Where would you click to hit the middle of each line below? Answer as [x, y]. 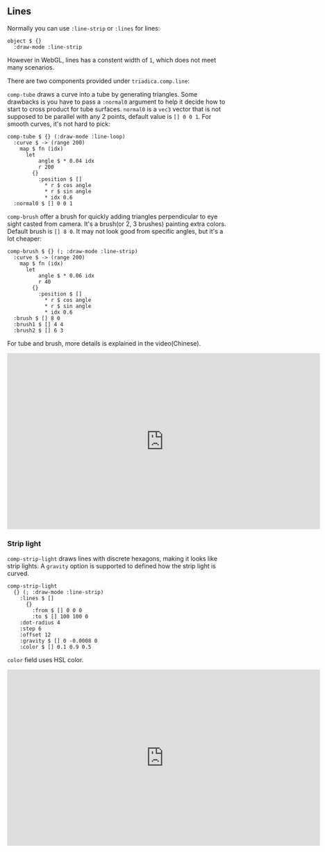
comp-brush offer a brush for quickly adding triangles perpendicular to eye [112, 216]
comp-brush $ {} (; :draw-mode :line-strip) [73, 251]
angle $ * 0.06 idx [66, 275]
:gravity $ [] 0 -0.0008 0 [59, 641]
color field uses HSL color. [45, 660]
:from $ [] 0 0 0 [57, 611]
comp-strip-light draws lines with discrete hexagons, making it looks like [112, 558]
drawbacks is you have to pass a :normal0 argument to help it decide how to [116, 102]
